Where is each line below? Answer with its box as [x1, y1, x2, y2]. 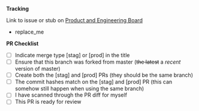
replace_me [14, 28, 44, 35]
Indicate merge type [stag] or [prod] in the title [14, 52, 130, 59]
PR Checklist [6, 40, 39, 47]
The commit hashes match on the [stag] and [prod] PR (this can [14, 78, 173, 86]
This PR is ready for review [14, 98, 82, 106]
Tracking [6, 5, 29, 12]
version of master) [14, 65, 61, 73]
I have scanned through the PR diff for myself [14, 91, 128, 98]
